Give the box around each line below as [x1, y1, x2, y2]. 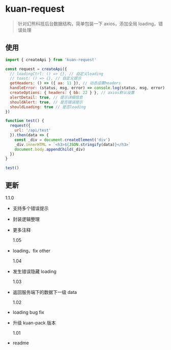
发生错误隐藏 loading [12, 268, 57, 274]
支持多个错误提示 [12, 205, 49, 211]
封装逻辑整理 [12, 216, 40, 222]
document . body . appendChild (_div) [14, 146, 85, 152]
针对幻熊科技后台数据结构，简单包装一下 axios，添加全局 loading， [17, 20, 159, 27]
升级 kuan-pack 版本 [12, 319, 56, 326]
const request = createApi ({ [5, 66, 67, 71]
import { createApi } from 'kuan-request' [5, 57, 97, 62]
